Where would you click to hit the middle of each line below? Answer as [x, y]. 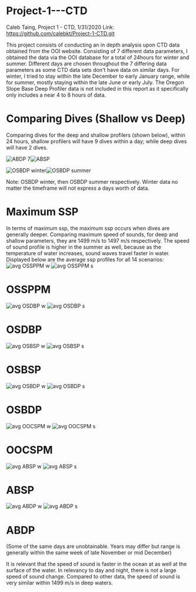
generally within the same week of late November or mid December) [89, 553]
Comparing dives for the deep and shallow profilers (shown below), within [96, 135]
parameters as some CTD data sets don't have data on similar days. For [93, 70]
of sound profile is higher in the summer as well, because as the [84, 247]
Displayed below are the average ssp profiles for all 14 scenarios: [85, 259]
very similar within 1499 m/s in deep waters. [59, 583]
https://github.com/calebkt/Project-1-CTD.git [60, 33]
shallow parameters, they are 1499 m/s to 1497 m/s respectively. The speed [98, 240]
